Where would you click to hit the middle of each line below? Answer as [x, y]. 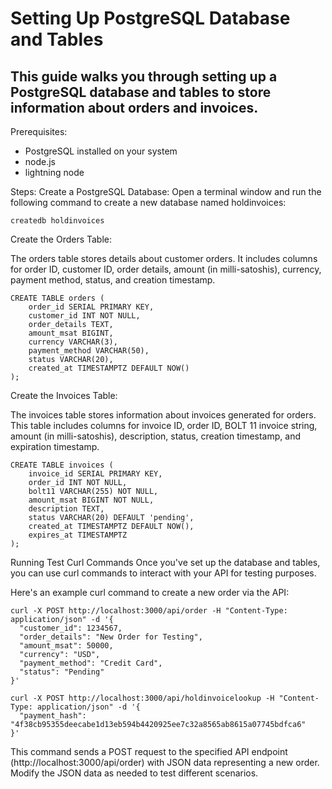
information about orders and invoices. [134, 107]
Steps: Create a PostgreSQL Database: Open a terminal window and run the [166, 191]
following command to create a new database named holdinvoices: [148, 202]
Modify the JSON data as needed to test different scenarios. [134, 773]
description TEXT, [66, 509]
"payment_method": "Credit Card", [91, 663]
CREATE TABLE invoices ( [62, 465]
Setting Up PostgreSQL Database [150, 18]
